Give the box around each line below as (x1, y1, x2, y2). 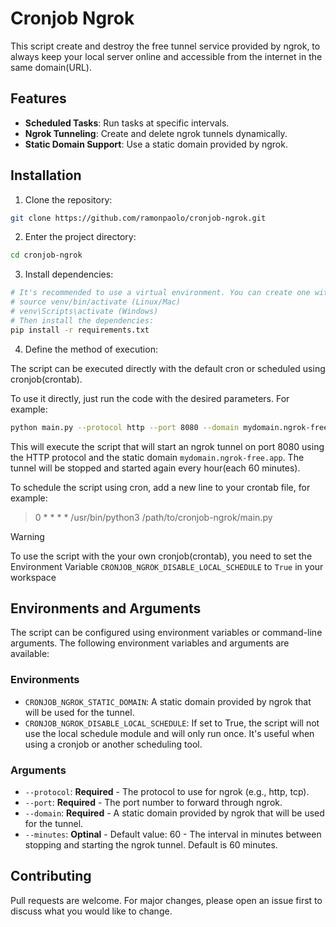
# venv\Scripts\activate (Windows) (10, 307, 159, 317)
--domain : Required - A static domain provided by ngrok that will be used (24, 807, 325, 819)
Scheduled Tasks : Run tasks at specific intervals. (24, 117, 230, 129)
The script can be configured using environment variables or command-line (10, 627, 323, 639)
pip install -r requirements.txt (10, 325, 150, 335)
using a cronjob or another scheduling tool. (24, 738, 203, 750)
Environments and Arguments (10, 600, 202, 617)
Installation (10, 167, 82, 184)
